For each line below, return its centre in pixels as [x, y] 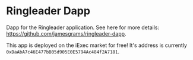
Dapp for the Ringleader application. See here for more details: [83, 27]
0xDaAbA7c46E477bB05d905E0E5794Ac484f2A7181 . [63, 51]
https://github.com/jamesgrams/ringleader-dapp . [66, 33]
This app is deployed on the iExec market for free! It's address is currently [96, 45]
